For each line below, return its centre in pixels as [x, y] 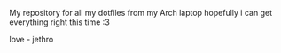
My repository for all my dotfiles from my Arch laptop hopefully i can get [141, 13]
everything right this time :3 [60, 22]
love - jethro [31, 39]
